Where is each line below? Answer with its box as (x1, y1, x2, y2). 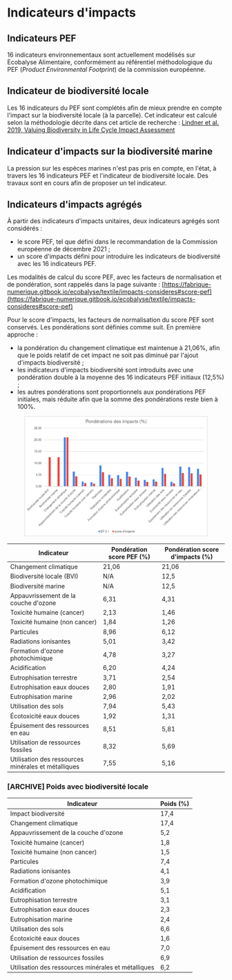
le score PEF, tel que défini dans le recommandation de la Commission (17, 238, 218, 246)
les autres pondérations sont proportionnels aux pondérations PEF (17, 388, 206, 396)
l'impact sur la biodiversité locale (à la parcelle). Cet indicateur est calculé (7, 111, 217, 119)
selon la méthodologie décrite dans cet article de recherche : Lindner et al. (7, 118, 220, 126)
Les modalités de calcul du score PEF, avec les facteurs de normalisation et (7, 273, 222, 281)
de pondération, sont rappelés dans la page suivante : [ (7, 280, 164, 289)
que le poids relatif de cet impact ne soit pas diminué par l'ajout (17, 351, 199, 360)
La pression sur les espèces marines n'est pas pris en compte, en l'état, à (7, 164, 217, 172)
